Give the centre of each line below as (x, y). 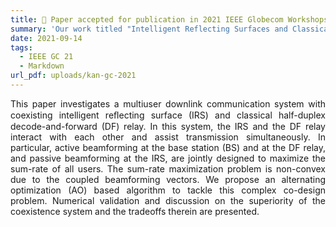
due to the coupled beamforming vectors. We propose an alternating (168, 179)
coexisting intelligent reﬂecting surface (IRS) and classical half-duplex (168, 115)
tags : (21, 47)
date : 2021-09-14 (46, 38)
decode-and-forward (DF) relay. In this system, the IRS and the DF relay (168, 126)
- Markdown (42, 66)
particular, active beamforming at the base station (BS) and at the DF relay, (168, 147)
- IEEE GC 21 (46, 57)
